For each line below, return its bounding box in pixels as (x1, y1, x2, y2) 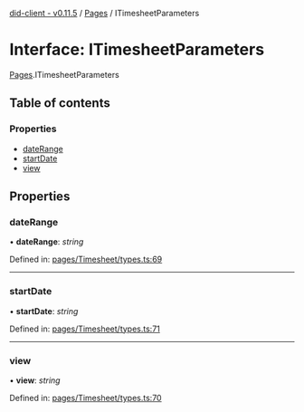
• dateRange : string (9, 236, 84, 247)
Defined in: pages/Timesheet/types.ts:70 (9, 392, 162, 403)
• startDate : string (9, 305, 79, 316)
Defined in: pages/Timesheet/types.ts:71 (9, 323, 161, 334)
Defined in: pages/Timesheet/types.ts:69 (9, 254, 163, 265)
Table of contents (9, 95, 110, 111)
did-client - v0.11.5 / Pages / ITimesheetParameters (9, 8, 200, 18)
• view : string (9, 375, 61, 386)
